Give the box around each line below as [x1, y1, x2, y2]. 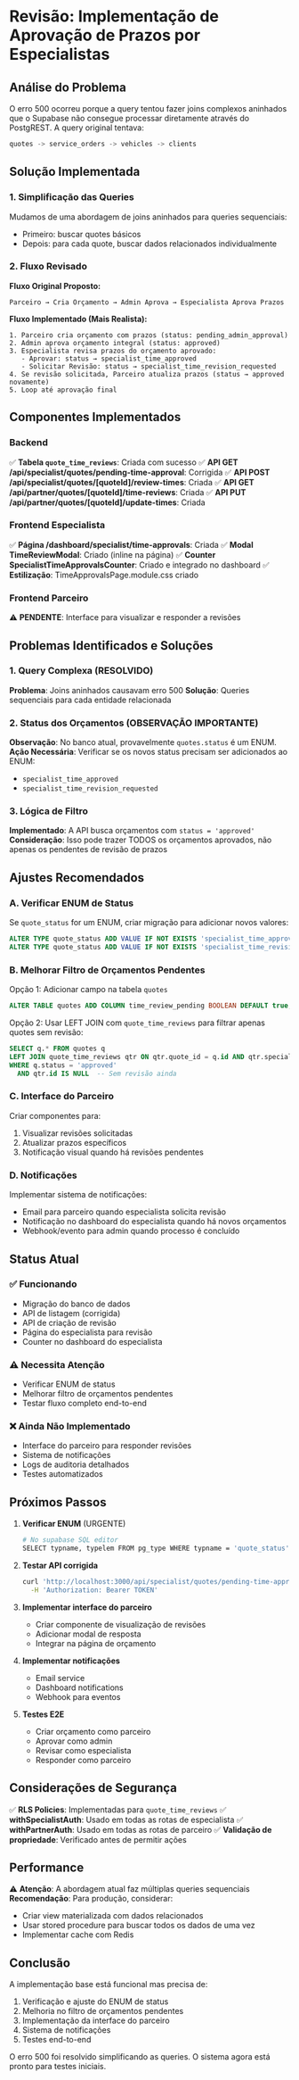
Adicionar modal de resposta [35, 1628, 141, 1639]
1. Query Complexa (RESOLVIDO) [9, 665, 154, 677]
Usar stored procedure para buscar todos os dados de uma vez [21, 1920, 255, 1931]
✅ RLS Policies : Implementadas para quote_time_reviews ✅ [9, 1804, 227, 1815]
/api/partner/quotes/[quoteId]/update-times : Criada [9, 497, 206, 508]
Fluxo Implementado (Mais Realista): [9, 313, 148, 324]
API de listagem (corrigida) [21, 1307, 121, 1318]
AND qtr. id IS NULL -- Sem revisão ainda [17, 1069, 177, 1078]
